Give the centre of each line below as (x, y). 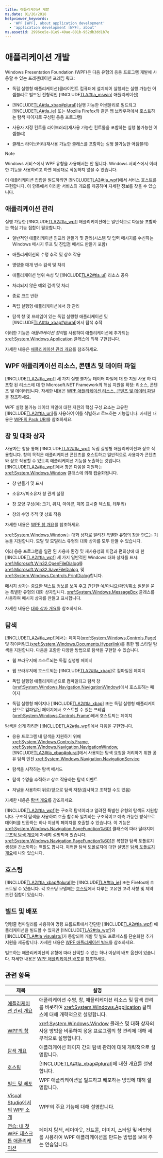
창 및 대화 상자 (25, 436)
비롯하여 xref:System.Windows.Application (93, 1007)
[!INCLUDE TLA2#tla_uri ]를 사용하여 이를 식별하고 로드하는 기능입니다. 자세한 (78, 413)
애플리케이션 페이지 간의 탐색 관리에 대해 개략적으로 (94, 1047)
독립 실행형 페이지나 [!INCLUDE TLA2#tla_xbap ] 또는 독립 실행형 (73, 703)
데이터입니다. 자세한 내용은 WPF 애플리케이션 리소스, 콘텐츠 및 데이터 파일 (85, 391)
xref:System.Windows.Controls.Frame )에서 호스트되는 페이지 (73, 716)
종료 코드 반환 (25, 296)
